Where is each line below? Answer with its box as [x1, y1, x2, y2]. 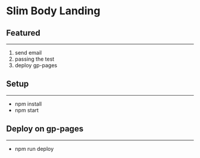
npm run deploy [14, 145, 54, 152]
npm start [14, 106, 39, 113]
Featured [6, 28, 40, 38]
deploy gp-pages [14, 62, 58, 69]
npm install [14, 100, 42, 108]
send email [14, 49, 42, 56]
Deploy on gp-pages [6, 124, 84, 134]
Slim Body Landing [6, 4, 101, 18]
